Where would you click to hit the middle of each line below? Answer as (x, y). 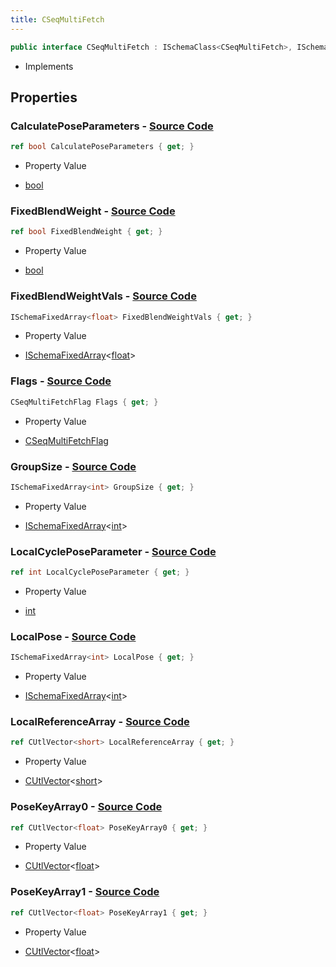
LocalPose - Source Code (73, 636)
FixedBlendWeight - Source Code (93, 211)
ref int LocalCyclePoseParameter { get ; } (100, 572)
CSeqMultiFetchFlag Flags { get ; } (84, 402)
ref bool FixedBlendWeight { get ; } (86, 232)
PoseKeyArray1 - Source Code (85, 892)
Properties (44, 97)
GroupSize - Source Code (73, 466)
